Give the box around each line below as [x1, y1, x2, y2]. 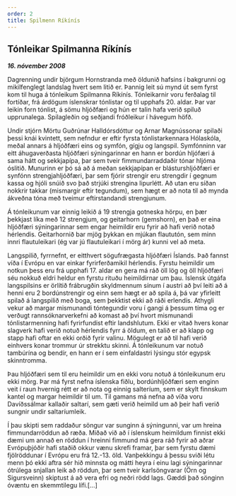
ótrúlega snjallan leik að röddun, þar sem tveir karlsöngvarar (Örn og [7, 466, 207, 475]
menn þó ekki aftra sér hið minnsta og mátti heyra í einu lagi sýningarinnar [7, 459, 223, 467]
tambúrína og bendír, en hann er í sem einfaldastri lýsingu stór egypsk [7, 349, 211, 357]
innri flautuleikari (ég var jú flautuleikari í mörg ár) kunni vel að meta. [7, 238, 206, 246]
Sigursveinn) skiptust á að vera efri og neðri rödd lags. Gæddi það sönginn [7, 473, 225, 482]
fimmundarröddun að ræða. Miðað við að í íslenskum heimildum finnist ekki [7, 428, 226, 437]
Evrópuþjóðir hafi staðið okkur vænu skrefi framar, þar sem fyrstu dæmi [7, 444, 216, 452]
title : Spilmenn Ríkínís [7, 17, 81, 24]
